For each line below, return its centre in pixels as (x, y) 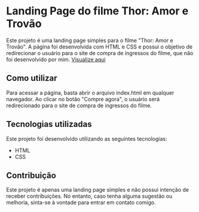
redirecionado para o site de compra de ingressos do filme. (79, 105)
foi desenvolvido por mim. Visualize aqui (56, 59)
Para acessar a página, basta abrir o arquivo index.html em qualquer (90, 93)
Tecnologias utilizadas (49, 124)
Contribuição (31, 175)
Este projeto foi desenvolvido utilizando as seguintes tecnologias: (87, 138)
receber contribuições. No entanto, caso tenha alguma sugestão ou (89, 196)
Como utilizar (32, 78)
